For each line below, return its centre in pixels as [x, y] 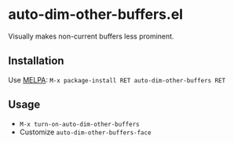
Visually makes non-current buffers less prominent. [91, 36]
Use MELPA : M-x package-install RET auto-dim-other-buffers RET [117, 79]
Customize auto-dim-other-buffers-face [85, 132]
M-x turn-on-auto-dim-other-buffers [79, 124]
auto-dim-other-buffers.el [95, 15]
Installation [36, 61]
